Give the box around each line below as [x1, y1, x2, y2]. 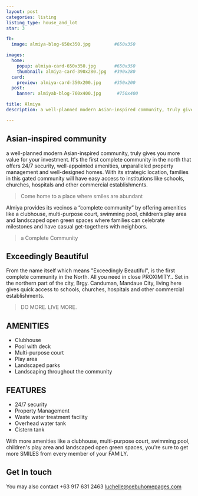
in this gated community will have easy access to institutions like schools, [6, 175, 184, 182]
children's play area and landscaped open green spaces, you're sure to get [6, 444, 189, 450]
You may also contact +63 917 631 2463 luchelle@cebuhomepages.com [6, 483, 181, 490]
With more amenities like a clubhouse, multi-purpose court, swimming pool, [6, 437, 190, 445]
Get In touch [6, 467, 52, 477]
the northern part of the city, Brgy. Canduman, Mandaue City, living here [6, 279, 181, 287]
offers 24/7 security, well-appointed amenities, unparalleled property [6, 162, 174, 169]
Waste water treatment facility [14, 414, 88, 420]
